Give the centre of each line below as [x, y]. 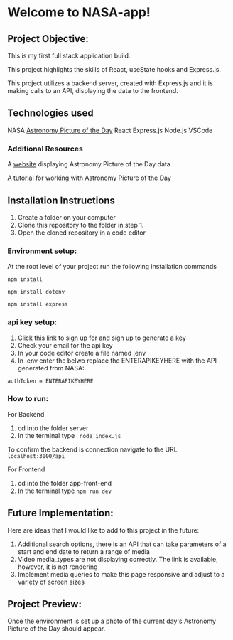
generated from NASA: [51, 368]
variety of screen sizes [51, 582]
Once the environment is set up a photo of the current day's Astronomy [112, 621]
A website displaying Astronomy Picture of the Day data [89, 164]
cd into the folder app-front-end [65, 483]
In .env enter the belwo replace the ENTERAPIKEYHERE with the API [117, 361]
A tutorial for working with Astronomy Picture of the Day [90, 178]
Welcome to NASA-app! [79, 12]
